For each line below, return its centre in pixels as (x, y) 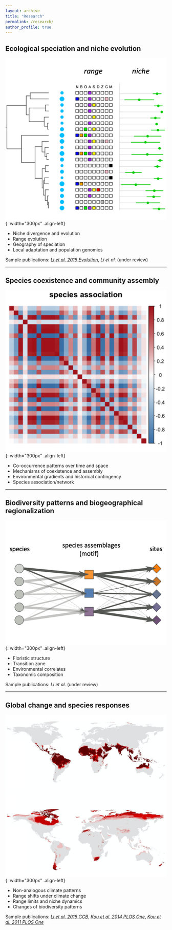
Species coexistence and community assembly (82, 280)
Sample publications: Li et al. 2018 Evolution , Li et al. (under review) (77, 260)
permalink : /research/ (29, 22)
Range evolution (30, 239)
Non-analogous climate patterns (47, 890)
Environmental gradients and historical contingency (67, 476)
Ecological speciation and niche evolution (73, 49)
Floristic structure (31, 658)
